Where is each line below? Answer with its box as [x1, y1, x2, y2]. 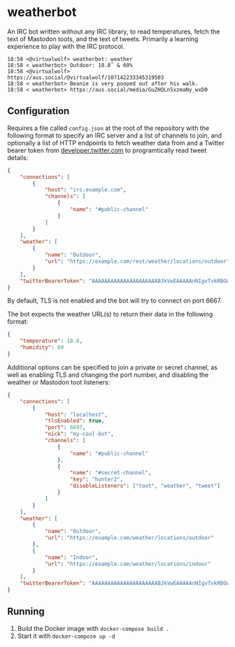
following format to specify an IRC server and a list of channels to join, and [7, 131, 222, 140]
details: [7, 153, 29, 161]
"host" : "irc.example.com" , [44, 187, 127, 194]
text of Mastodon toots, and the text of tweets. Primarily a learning [7, 34, 199, 43]
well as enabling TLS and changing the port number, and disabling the [7, 370, 209, 379]
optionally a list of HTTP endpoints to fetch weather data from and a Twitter [7, 138, 225, 147]
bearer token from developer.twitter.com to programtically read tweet [7, 146, 207, 154]
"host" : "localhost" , [44, 411, 108, 418]
